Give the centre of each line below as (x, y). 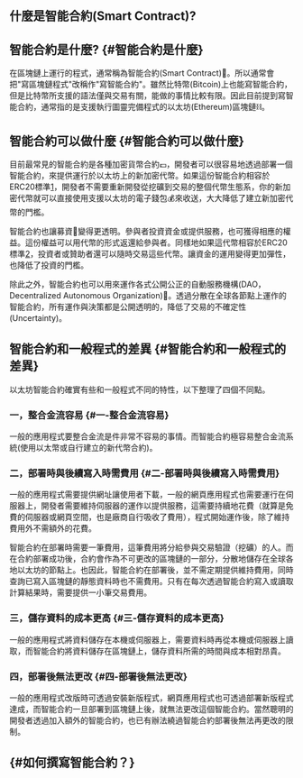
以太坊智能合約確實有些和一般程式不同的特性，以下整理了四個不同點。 (140, 389)
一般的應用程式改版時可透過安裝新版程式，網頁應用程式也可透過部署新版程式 (151, 698)
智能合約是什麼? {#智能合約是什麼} (107, 49)
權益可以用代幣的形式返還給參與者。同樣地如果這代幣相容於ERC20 (164, 243)
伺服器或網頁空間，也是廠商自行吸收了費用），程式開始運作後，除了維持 (157, 517)
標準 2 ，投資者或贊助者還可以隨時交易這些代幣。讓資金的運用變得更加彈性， (150, 254)
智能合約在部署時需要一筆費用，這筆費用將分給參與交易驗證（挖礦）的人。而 (151, 547)
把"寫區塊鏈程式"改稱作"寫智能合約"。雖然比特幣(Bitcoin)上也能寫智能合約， (151, 85)
